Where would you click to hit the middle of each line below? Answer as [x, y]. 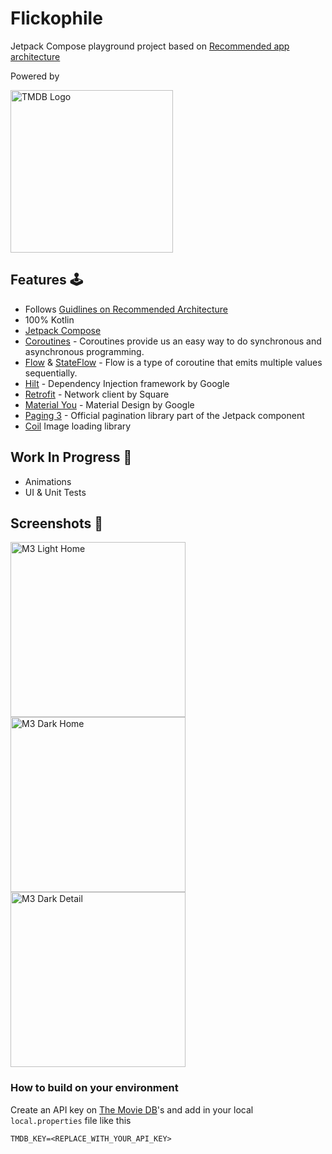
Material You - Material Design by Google [109, 404]
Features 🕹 [46, 280]
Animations [48, 481]
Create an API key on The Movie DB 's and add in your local [132, 1109]
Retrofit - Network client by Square [97, 394]
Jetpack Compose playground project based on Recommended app [150, 46]
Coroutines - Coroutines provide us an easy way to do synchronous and [173, 341]
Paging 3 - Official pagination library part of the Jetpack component [164, 415]
